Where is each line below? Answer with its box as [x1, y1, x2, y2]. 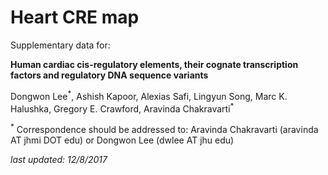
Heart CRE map [10, 6, 140, 29]
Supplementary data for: [10, 39, 111, 51]
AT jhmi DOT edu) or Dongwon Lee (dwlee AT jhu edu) [10, 134, 235, 146]
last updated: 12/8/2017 [10, 153, 108, 165]
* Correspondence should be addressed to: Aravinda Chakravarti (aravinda [10, 122, 319, 135]
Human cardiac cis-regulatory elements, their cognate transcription [10, 58, 299, 70]
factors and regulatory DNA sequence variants [10, 69, 209, 81]
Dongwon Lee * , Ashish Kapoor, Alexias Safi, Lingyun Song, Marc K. [10, 88, 288, 102]
